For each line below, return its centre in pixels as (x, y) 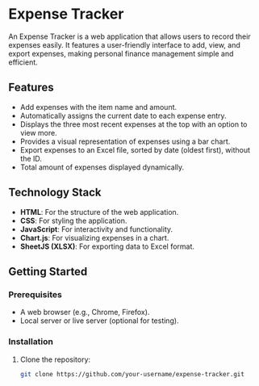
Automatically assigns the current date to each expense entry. (123, 115)
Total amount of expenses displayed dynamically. (102, 167)
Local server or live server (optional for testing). (99, 321)
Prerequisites (35, 294)
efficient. (23, 62)
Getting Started (48, 271)
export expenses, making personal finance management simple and (121, 53)
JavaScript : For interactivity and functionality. (96, 229)
